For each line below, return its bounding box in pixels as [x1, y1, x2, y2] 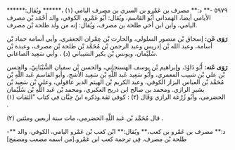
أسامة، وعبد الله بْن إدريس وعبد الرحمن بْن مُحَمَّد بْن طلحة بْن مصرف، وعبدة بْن [6, 42, 212, 50]
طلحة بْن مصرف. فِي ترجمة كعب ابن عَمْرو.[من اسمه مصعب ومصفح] [6, 135, 187, 143]
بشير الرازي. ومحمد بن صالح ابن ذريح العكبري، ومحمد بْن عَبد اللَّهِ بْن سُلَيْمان [6, 86, 205, 93]
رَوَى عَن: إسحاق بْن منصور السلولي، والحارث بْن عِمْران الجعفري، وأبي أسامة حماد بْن [6, 34, 228, 43]
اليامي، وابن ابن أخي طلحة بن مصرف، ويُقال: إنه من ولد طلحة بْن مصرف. [6, 21, 198, 29]
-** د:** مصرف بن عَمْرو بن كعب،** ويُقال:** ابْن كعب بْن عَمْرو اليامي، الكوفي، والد [6, 128, 226, 135]
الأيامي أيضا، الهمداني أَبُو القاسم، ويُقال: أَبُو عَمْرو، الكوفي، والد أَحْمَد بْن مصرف [6, 13, 212, 22]
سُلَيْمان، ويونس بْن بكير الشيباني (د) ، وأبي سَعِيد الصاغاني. [6, 49, 158, 57]
